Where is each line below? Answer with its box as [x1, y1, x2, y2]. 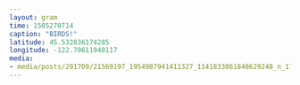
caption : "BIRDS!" [9, 29, 78, 38]
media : [9, 54, 34, 63]
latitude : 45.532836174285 [9, 37, 110, 47]
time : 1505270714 [9, 21, 74, 30]
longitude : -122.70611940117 [9, 46, 118, 55]
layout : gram [9, 12, 58, 22]
